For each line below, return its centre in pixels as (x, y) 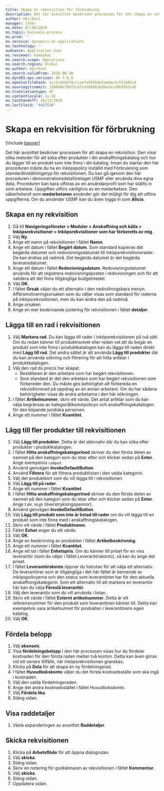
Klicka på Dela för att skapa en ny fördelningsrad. (62, 667)
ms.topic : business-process (34, 32)
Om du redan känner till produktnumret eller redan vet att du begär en (82, 342)
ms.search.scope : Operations (35, 60)
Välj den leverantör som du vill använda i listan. (60, 593)
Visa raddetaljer (30, 713)
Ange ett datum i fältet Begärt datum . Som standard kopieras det (78, 247)
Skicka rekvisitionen (37, 740)
